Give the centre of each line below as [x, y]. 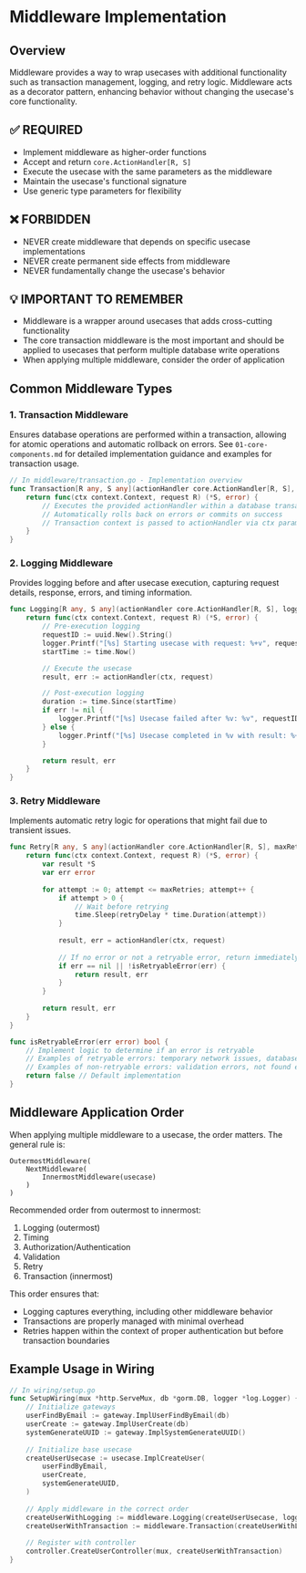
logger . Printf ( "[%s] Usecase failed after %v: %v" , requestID [178, 719]
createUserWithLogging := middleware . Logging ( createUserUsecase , [153, 1517]
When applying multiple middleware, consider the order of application [153, 360]
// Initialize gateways [71, 1407]
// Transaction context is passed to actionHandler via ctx [158, 523]
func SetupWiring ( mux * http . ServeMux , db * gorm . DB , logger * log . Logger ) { [154, 1399]
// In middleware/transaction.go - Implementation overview [126, 481]
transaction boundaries [66, 1340]
